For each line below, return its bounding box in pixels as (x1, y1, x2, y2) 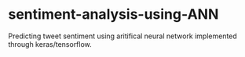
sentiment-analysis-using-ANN (8, 5, 219, 23)
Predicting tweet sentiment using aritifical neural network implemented (8, 31, 237, 41)
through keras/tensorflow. (8, 39, 92, 48)
